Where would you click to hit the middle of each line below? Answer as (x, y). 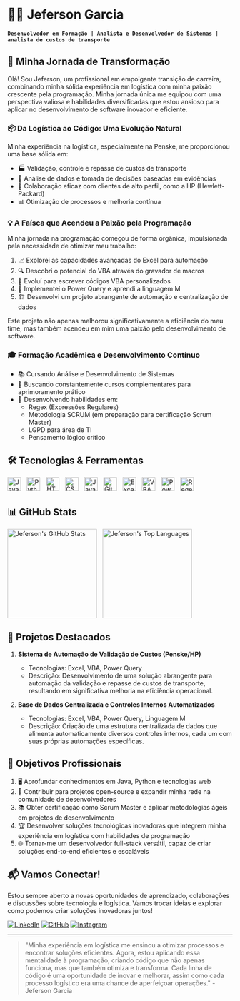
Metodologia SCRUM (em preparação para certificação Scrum (120, 414)
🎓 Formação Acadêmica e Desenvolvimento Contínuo (104, 355)
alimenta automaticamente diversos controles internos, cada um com (130, 734)
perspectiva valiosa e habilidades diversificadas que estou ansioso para (113, 101)
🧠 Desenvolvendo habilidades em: (68, 399)
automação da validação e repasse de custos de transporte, (117, 683)
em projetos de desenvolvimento (66, 818)
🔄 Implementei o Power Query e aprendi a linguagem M (99, 289)
